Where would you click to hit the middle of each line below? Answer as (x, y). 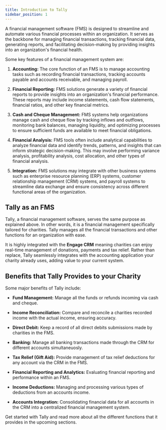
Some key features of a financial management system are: (64, 59)
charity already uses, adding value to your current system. (65, 261)
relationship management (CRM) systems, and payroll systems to (79, 181)
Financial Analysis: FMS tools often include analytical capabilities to (82, 140)
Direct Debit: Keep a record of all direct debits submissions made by (82, 328)
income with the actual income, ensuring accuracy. (64, 318)
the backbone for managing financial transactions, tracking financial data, (80, 39)
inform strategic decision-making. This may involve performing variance (86, 150)
